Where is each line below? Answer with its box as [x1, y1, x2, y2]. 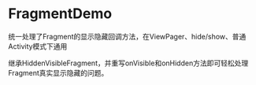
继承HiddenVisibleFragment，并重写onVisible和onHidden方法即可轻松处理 [8, 58, 249, 68]
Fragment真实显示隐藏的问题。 [8, 68, 109, 77]
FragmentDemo [8, 5, 113, 23]
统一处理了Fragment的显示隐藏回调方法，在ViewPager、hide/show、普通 [8, 31, 247, 41]
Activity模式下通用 [8, 41, 68, 51]
